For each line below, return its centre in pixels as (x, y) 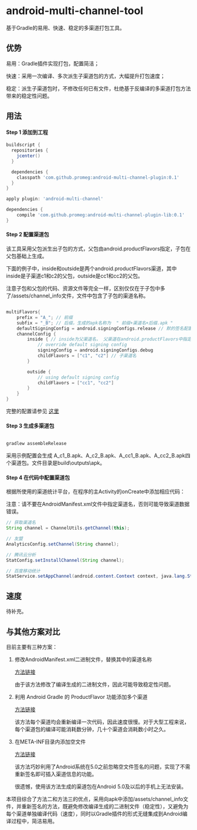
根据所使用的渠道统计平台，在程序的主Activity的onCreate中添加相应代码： (96, 491)
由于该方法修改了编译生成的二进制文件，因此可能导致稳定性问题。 (94, 684)
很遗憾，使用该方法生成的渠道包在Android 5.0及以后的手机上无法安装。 (101, 787)
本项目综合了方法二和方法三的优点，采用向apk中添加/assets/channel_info (95, 799)
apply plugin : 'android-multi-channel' (55, 199)
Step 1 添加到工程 (27, 132)
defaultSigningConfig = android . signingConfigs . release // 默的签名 (100, 328)
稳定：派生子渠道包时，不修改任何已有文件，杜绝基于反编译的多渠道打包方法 (98, 88)
